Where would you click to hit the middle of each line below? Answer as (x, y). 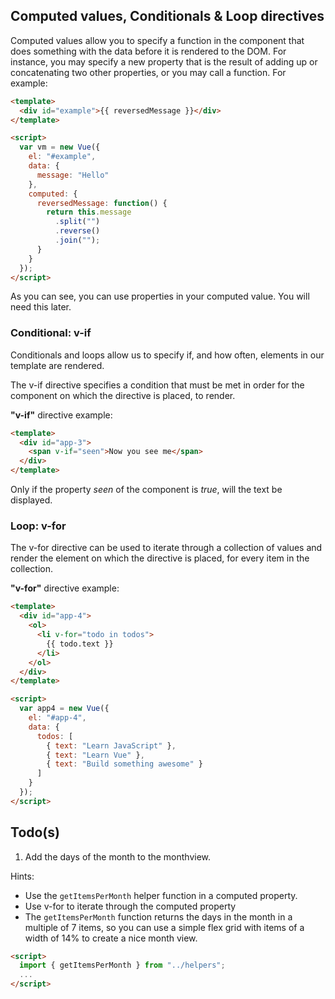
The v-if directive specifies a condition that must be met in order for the (157, 385)
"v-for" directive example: (65, 588)
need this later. (41, 307)
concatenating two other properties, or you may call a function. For (148, 72)
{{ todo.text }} (80, 644)
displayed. (31, 500)
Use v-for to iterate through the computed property (130, 906)
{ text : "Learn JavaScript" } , (111, 745)
